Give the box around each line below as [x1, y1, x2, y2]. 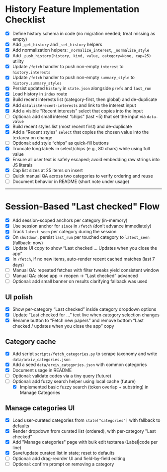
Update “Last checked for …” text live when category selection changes [12, 312, 160, 318]
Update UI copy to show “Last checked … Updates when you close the [12, 245, 158, 251]
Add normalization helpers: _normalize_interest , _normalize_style [12, 47, 150, 53]
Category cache [5, 337, 56, 346]
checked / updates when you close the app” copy [12, 323, 114, 329]
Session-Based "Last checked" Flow [5, 201, 160, 212]
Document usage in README [12, 367, 72, 373]
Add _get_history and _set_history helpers [12, 41, 103, 47]
